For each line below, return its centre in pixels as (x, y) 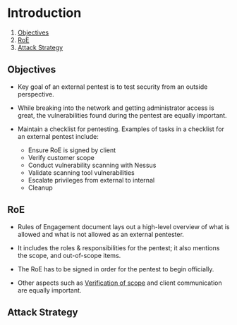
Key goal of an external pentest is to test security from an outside (113, 87)
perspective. (36, 94)
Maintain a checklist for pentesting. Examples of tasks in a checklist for (121, 129)
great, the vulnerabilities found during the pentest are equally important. (122, 115)
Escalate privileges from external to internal (91, 180)
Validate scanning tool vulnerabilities (81, 172)
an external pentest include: (58, 136)
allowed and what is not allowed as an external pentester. (101, 234)
